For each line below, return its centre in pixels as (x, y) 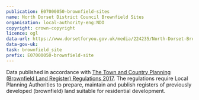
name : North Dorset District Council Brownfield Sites (75, 17)
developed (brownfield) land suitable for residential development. (86, 91)
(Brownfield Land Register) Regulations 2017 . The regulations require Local (97, 78)
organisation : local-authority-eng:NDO (55, 22)
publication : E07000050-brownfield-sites (58, 11)
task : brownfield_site (34, 50)
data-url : (18, 39)
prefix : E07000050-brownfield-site (50, 55)
